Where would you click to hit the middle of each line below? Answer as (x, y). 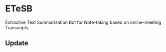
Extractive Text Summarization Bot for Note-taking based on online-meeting (83, 22)
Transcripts (17, 27)
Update (17, 43)
